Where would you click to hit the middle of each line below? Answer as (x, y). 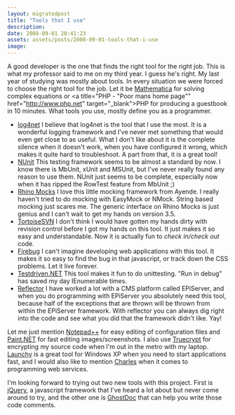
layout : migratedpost (39, 14)
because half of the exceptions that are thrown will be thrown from (114, 303)
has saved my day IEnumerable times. (72, 281)
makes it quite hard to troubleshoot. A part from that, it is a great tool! (117, 154)
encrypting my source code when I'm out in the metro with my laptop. (108, 347)
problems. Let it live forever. (58, 266)
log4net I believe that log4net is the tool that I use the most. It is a (112, 124)
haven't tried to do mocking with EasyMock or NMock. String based (115, 199)
